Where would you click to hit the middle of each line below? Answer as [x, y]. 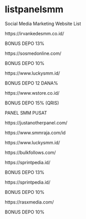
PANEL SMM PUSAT [26, 113]
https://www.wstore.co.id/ [32, 93]
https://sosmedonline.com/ [33, 53]
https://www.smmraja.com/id [35, 133]
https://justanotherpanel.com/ [36, 123]
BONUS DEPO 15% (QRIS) [32, 103]
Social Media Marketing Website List [43, 24]
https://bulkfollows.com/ [31, 152]
